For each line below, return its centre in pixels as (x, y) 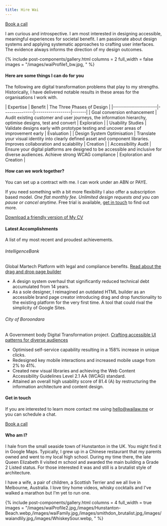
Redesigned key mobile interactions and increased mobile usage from (84, 360)
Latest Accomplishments (32, 229)
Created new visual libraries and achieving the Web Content (74, 370)
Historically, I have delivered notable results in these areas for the (72, 92)
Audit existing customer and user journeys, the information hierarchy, (76, 117)
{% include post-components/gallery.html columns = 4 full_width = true (79, 503)
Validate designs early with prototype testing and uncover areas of (73, 128)
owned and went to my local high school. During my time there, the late (78, 457)
